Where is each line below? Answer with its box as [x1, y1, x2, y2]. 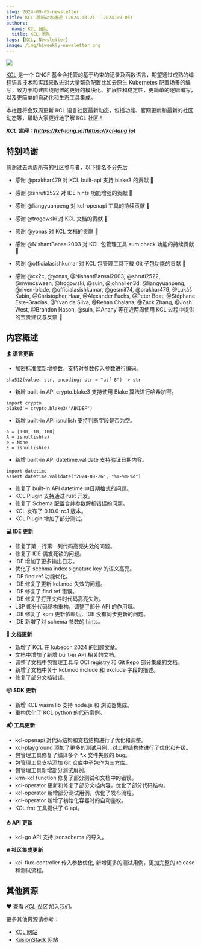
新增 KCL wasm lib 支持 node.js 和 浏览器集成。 [14, 701, 132, 708]
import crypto [6, 400, 42, 406]
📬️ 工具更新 [6, 721, 36, 729]
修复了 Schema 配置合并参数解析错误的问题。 [14, 499, 128, 507]
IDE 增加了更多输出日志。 [14, 557, 78, 564]
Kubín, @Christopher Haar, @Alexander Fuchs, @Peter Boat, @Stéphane [14, 292, 196, 299]
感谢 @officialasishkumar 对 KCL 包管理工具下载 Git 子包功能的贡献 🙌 [14, 260, 187, 267]
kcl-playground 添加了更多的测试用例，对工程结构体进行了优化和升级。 [14, 744, 191, 751]
